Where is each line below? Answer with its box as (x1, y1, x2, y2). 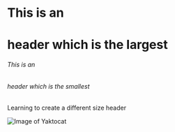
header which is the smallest (7, 82, 90, 90)
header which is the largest (7, 37, 169, 53)
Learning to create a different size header (7, 103, 127, 112)
